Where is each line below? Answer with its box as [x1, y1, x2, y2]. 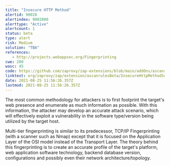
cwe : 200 [5, 59, 24, 64]
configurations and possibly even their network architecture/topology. [5, 155, 151, 161]
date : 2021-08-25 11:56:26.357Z [5, 78, 73, 83]
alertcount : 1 [5, 26, 35, 31]
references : [5, 50, 30, 55]
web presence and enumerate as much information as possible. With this [5, 102, 158, 108]
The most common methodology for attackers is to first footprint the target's [5, 97, 164, 103]
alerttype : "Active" [5, 21, 49, 27]
